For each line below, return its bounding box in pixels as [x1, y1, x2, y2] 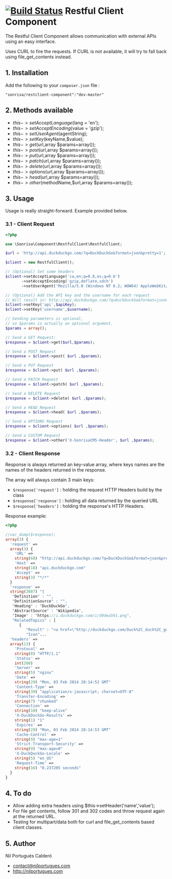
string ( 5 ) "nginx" [14, 670, 54, 675]
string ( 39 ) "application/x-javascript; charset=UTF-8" [14, 689, 134, 694]
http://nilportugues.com [12, 868, 63, 874]
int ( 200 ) [14, 660, 33, 666]
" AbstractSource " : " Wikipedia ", [12, 608, 83, 613]
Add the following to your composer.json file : [5, 82, 100, 88]
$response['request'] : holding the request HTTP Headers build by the [12, 487, 162, 493]
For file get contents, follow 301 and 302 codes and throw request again [12, 808, 165, 814]
